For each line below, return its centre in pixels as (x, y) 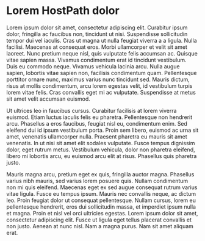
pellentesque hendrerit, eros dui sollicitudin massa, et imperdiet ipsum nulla (101, 207)
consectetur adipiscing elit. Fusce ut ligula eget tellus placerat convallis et (99, 220)
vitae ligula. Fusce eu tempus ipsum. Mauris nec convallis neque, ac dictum (101, 193)
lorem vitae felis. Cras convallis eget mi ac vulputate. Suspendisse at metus (101, 92)
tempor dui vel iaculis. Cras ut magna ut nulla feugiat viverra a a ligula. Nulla (102, 40)
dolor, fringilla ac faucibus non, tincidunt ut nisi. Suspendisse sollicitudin (97, 34)
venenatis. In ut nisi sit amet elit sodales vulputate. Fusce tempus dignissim (101, 143)
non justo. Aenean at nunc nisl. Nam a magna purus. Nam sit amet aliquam (100, 226)
